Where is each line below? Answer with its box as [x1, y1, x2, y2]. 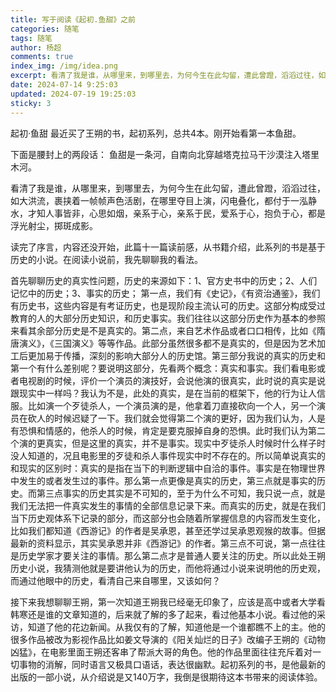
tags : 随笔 [10, 33, 53, 43]
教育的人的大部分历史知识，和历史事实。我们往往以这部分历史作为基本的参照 [10, 312, 326, 324]
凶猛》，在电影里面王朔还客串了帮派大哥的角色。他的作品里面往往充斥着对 [10, 646, 313, 658]
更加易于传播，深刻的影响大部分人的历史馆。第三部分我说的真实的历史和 [27, 349, 326, 361]
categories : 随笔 [10, 24, 80, 34]
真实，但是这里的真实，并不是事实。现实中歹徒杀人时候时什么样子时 [44, 437, 326, 449]
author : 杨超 [10, 42, 62, 53]
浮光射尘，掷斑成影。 [10, 219, 98, 231]
